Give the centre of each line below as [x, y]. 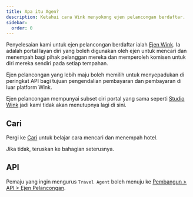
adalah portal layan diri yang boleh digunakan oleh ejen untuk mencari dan [96, 51]
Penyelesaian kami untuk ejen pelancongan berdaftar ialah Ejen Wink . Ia [93, 45]
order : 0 [22, 28]
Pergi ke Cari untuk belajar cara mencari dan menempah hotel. [82, 138]
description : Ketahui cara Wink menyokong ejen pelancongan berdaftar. [96, 17]
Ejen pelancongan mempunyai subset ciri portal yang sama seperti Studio [95, 99]
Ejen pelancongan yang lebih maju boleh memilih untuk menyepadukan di [95, 75]
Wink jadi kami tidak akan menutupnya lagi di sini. [66, 105]
